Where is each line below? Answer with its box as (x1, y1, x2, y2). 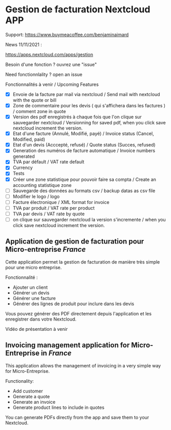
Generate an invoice (12, 399, 55, 405)
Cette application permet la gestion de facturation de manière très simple (5, 258, 160, 265)
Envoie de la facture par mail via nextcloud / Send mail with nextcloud (12, 91, 160, 97)
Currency (12, 164, 33, 171)
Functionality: (5, 378, 34, 384)
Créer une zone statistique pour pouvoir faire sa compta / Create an (12, 176, 157, 182)
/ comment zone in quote (12, 108, 66, 115)
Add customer (12, 388, 43, 394)
